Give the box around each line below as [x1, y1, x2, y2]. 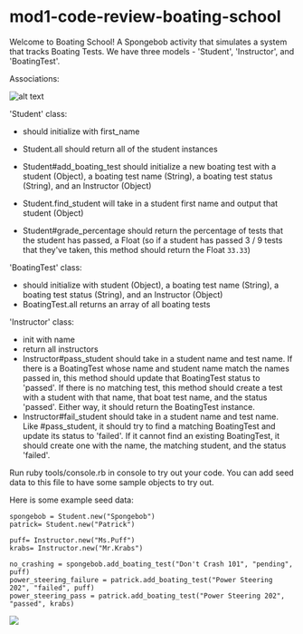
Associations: [9, 73, 61, 83]
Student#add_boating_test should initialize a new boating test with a [22, 161, 277, 171]
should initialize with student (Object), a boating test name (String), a [22, 279, 279, 290]
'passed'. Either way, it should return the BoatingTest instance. [22, 401, 256, 412]
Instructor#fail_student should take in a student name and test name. [22, 411, 279, 422]
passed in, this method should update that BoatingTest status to [22, 372, 260, 383]
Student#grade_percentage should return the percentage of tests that [22, 225, 283, 236]
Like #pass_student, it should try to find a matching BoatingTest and [22, 420, 276, 432]
